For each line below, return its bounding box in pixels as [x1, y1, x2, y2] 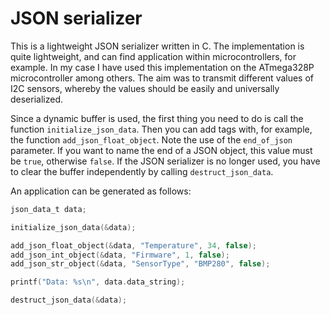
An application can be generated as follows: [10, 185, 192, 197]
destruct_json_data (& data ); [10, 295, 128, 306]
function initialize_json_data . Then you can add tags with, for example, [10, 123, 313, 135]
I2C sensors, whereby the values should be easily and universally [10, 82, 280, 94]
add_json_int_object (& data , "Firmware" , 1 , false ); [10, 250, 230, 260]
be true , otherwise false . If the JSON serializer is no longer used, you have [10, 155, 321, 167]
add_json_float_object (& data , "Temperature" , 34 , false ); [10, 240, 257, 251]
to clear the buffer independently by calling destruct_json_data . [10, 165, 274, 177]
